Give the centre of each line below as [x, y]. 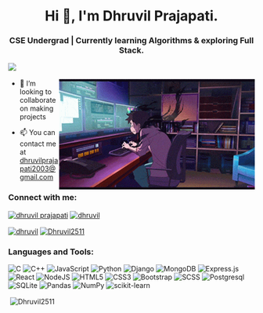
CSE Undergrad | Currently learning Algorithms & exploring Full [131, 41]
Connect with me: [43, 198]
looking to [36, 92]
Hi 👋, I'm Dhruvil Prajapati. [131, 16]
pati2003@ [38, 169]
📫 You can [38, 133]
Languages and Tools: [51, 252]
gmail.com [36, 177]
